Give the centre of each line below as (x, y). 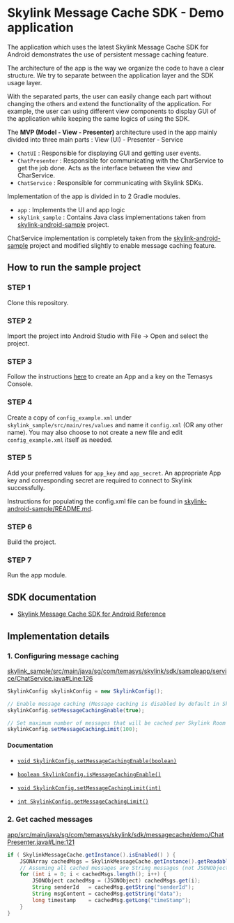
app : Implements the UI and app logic (71, 209)
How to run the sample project (74, 268)
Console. (20, 384)
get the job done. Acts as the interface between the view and (105, 168)
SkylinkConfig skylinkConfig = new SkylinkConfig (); (85, 691)
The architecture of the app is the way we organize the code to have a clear (116, 68)
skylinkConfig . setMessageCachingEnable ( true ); (76, 710)
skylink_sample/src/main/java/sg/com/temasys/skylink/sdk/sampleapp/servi (117, 671)
